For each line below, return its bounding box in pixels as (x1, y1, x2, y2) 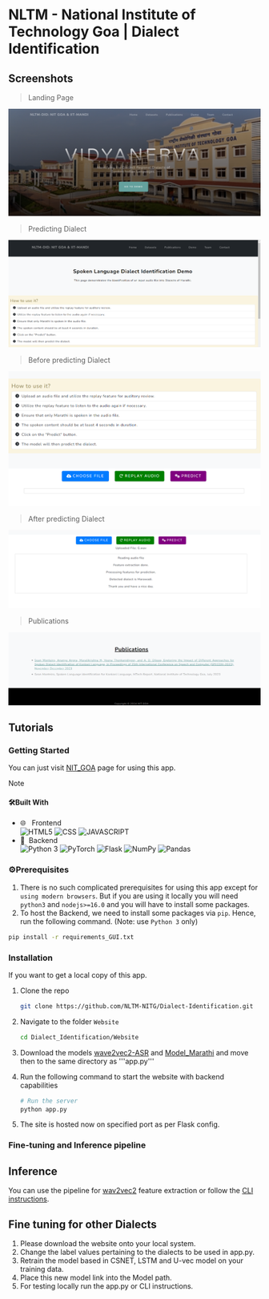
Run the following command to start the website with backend (19, 1071, 225, 1081)
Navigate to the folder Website (19, 1016, 119, 1027)
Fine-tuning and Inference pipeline (8, 1140, 147, 1151)
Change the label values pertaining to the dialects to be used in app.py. (19, 1248, 255, 1257)
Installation (8, 952, 54, 963)
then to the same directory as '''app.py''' (19, 1056, 155, 1066)
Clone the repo (19, 986, 70, 995)
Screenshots (8, 71, 74, 85)
